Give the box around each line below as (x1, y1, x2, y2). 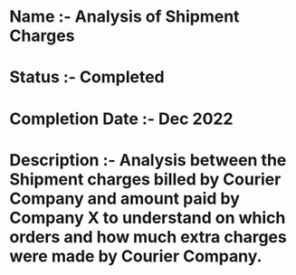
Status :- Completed (9, 67, 165, 88)
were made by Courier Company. (9, 246, 263, 266)
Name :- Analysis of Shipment (9, 6, 240, 27)
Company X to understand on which (9, 207, 286, 228)
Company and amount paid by (9, 188, 240, 209)
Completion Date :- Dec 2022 (9, 109, 234, 128)
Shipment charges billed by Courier (9, 169, 282, 189)
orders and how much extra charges (9, 226, 287, 247)
